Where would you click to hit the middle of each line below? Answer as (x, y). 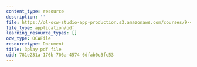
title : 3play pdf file (34, 50)
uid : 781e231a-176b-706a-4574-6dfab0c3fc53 (60, 55)
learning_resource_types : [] (42, 33)
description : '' (26, 17)
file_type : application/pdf (40, 28)
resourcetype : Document (35, 44)
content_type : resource (35, 11)
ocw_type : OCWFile (28, 38)
